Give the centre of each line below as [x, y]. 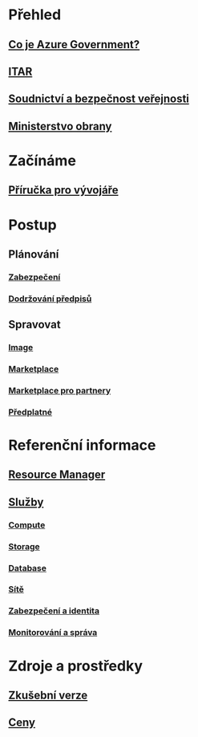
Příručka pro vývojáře [63, 190]
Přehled [35, 15]
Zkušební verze [48, 695]
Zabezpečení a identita [54, 611]
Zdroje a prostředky [75, 666]
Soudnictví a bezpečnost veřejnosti [99, 99]
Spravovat [35, 325]
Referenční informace [82, 445]
